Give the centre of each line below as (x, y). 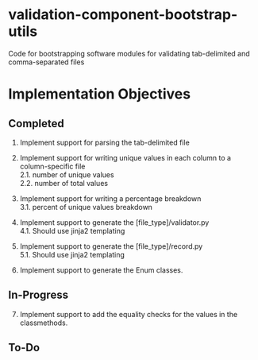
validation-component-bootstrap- (123, 15)
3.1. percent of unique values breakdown (86, 207)
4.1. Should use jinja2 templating (72, 230)
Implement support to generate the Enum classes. (101, 270)
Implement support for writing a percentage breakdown (110, 198)
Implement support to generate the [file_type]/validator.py (114, 222)
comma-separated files (46, 62)
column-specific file (52, 166)
